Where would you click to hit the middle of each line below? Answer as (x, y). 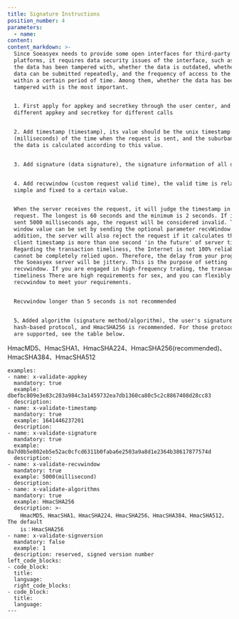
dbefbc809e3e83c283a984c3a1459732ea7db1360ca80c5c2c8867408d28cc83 (110, 396)
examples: (22, 371)
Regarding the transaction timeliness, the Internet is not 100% (113, 249)
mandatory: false (39, 542)
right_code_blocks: (43, 586)
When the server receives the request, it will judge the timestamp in (122, 209)
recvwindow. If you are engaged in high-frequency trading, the (111, 269)
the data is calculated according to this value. (89, 145)
